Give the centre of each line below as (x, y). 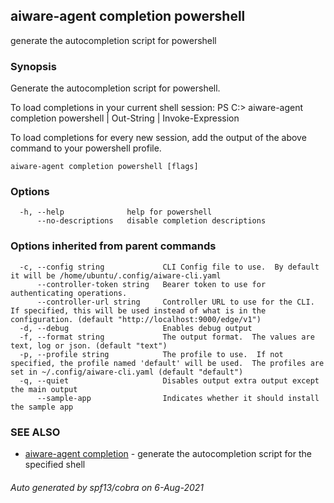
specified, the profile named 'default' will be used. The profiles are (167, 363)
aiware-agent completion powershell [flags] (104, 167)
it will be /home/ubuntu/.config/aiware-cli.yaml (116, 275)
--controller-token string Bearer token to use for (151, 284)
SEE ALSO (35, 432)
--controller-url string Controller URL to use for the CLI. (175, 302)
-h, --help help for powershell (116, 212)
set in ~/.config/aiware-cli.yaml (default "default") (127, 372)
